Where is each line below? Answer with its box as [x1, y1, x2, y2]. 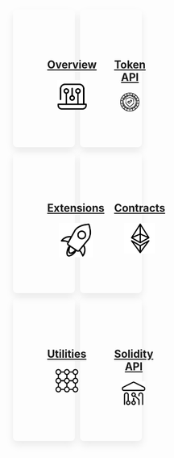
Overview [47, 58, 97, 72]
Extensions [47, 201, 105, 215]
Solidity [114, 347, 154, 360]
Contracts [114, 201, 166, 215]
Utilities [47, 347, 87, 360]
